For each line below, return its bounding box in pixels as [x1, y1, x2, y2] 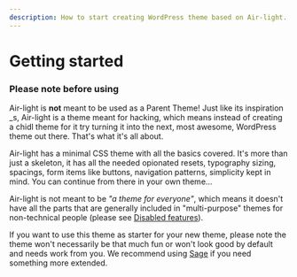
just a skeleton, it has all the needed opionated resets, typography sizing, [9, 158, 277, 168]
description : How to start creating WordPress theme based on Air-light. [9, 12, 288, 22]
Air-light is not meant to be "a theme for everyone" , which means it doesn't [9, 194, 284, 204]
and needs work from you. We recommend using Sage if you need [9, 249, 252, 259]
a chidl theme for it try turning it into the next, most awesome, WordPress [9, 121, 277, 133]
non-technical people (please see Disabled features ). [9, 212, 204, 223]
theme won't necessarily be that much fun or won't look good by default [9, 239, 273, 250]
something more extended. [9, 258, 108, 268]
